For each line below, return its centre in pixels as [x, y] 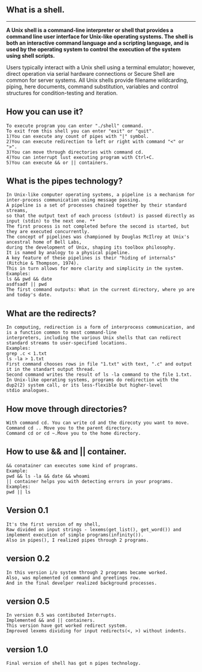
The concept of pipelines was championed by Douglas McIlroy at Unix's [98, 237]
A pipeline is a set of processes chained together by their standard [96, 205]
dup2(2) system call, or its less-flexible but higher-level [84, 385]
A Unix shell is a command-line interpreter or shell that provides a [90, 30]
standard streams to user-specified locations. [67, 343]
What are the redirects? [51, 313]
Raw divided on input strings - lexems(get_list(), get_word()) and [94, 529]
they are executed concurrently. [48, 232]
